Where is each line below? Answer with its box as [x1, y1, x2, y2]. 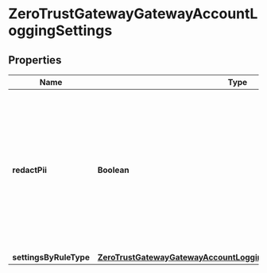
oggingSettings [8, 21, 113, 40]
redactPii [12, 164, 48, 175]
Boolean [97, 164, 130, 175]
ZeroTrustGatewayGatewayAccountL [8, 5, 258, 23]
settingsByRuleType [12, 252, 90, 263]
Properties [8, 53, 62, 67]
